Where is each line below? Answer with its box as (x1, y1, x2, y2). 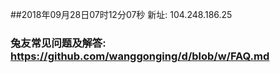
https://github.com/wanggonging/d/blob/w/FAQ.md (10, 49, 270, 63)
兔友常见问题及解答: (10, 36, 107, 50)
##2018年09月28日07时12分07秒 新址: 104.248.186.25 (10, 9, 233, 20)
